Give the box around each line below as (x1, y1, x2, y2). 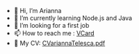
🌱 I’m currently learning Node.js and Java (13, 14, 133, 22)
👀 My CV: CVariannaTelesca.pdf (13, 39, 106, 47)
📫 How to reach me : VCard (13, 29, 95, 37)
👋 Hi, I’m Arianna (13, 7, 62, 15)
